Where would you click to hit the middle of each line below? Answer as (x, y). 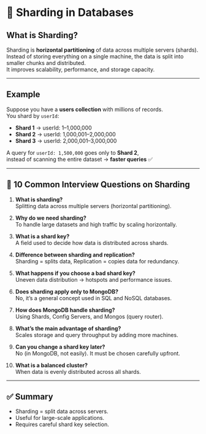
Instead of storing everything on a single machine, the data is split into (95, 56)
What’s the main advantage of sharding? (68, 328)
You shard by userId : (33, 115)
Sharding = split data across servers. (62, 411)
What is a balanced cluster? (51, 365)
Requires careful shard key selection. (62, 424)
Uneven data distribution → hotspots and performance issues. (93, 279)
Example (23, 95)
